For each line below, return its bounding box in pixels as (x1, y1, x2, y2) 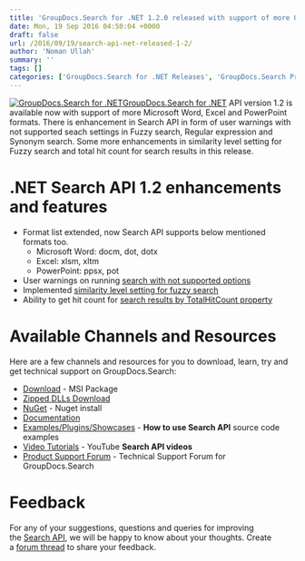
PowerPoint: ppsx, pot (35, 265, 120, 276)
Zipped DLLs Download (22, 392, 111, 404)
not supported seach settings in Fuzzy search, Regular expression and (9, 126, 273, 137)
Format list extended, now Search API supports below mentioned (22, 226, 266, 237)
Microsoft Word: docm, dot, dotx (35, 246, 159, 257)
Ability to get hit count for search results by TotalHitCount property (22, 294, 273, 305)
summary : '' (9, 55, 54, 64)
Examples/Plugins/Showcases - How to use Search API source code (22, 421, 280, 432)
